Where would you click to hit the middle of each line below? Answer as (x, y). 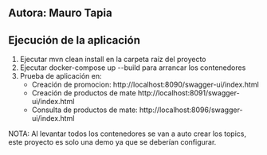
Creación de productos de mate (84, 93)
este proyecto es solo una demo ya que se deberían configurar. (112, 142)
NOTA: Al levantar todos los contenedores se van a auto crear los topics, (128, 134)
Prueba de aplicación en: (61, 76)
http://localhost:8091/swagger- (189, 93)
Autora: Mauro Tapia (61, 13)
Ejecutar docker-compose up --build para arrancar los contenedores (133, 68)
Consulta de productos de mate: (84, 110)
